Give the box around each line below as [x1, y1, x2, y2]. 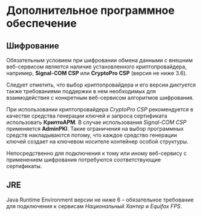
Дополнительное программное [6, 4, 175, 18]
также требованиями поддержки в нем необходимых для [6, 88, 156, 94]
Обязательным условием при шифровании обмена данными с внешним [6, 57, 194, 64]
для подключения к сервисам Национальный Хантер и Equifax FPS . [6, 202, 183, 209]
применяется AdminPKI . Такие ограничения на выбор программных [6, 125, 184, 132]
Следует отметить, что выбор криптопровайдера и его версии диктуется [6, 81, 197, 88]
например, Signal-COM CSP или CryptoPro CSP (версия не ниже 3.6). [6, 70, 187, 76]
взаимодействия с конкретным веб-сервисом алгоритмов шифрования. [6, 94, 194, 101]
